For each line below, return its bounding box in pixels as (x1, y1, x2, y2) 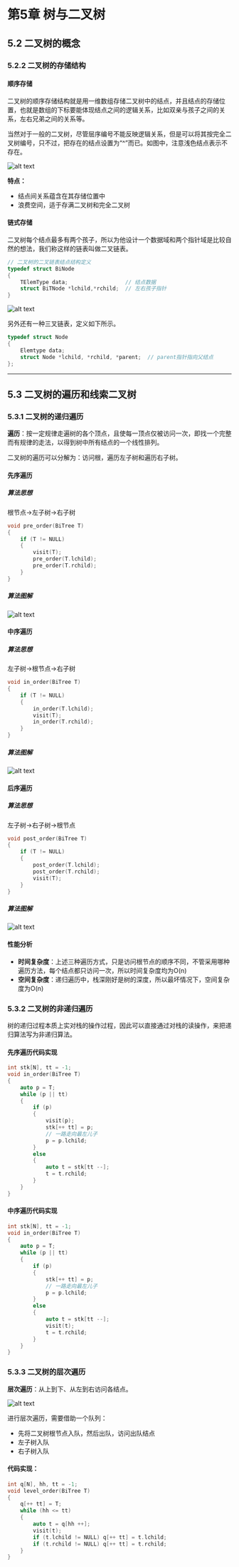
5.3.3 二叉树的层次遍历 (7, 1367, 86, 1377)
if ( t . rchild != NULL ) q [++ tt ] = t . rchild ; (33, 1540, 167, 1548)
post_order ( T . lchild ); (33, 862, 100, 869)
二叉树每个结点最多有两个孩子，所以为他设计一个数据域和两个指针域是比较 (7, 235, 225, 243)
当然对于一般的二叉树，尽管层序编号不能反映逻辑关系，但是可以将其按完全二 (7, 129, 232, 138)
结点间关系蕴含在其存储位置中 (17, 191, 105, 200)
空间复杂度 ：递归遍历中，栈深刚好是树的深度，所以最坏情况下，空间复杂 (17, 975, 230, 984)
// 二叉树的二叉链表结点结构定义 (7, 258, 91, 266)
